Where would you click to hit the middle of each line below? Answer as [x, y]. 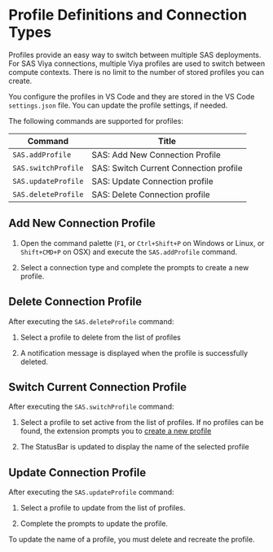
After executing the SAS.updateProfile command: [91, 492]
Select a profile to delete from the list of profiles [100, 337]
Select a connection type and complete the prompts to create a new [134, 267]
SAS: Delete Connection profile [151, 195]
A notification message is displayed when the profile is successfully [134, 353]
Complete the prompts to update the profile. [94, 524]
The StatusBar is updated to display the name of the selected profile [135, 447]
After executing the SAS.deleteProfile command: [91, 321]
